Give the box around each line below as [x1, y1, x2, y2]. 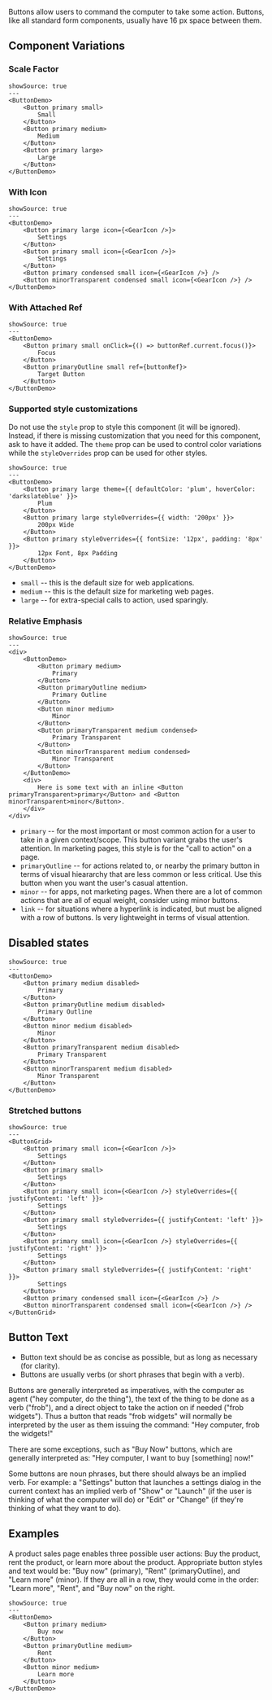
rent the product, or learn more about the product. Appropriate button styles [8, 1557, 263, 1566]
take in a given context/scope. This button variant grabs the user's [19, 835, 243, 844]
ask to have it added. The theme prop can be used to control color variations [8, 439, 262, 449]
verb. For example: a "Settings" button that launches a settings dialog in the [8, 1477, 261, 1487]
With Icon [8, 186, 47, 198]
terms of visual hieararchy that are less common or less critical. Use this [19, 869, 262, 878]
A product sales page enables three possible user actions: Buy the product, [8, 1549, 261, 1558]
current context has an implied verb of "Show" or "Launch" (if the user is [8, 1486, 253, 1496]
